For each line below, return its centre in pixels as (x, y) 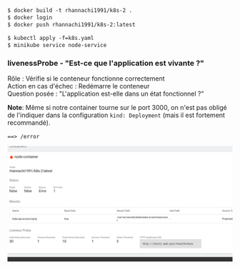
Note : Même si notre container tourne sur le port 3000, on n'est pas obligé (117, 108)
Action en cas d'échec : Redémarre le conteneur (79, 86)
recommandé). (29, 123)
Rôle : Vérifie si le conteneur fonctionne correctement (86, 78)
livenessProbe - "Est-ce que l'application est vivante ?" (106, 63)
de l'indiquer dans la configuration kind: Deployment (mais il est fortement (116, 115)
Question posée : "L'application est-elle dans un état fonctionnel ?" (106, 94)
